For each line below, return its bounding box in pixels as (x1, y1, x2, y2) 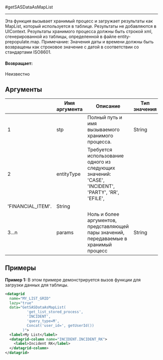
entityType (56, 171, 81, 177)
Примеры (5, 264, 36, 272)
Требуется (87, 146, 113, 153)
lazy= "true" (9, 301, 34, 305)
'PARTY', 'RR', (87, 189, 120, 196)
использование (87, 152, 124, 159)
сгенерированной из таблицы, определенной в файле (5, 34, 117, 39)
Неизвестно (5, 71, 30, 77)
